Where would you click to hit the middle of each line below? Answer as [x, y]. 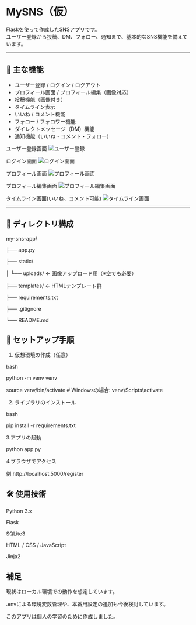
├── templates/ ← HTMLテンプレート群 [54, 286]
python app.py [24, 449]
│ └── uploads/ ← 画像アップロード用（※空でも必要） [71, 273]
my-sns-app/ [22, 238]
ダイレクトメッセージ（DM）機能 [55, 129]
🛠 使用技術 [26, 494]
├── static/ [20, 261]
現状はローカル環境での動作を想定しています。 [62, 591]
